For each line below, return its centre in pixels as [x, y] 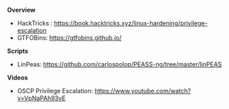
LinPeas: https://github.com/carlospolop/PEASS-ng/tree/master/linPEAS [119, 64]
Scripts [18, 51]
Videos [18, 77]
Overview [21, 10]
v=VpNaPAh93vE [41, 98]
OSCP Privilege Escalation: [55, 91]
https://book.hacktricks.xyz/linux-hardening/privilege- [131, 23]
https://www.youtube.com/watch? [143, 91]
